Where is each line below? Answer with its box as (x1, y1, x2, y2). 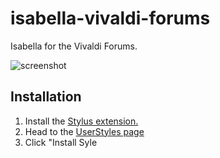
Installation (10, 88, 82, 106)
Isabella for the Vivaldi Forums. (10, 40, 138, 52)
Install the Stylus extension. (24, 115, 139, 127)
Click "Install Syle (24, 136, 98, 148)
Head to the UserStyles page (24, 125, 145, 137)
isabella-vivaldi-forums (10, 7, 211, 30)
